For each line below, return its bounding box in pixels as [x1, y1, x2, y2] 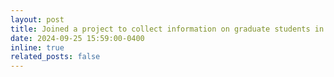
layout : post [10, 14, 65, 25]
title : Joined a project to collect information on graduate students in [10, 24, 325, 34]
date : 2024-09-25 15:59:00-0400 [10, 33, 145, 43]
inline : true [10, 42, 65, 53]
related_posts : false [10, 52, 101, 62]
